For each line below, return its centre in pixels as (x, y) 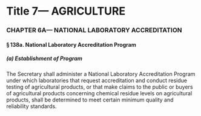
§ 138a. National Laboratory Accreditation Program (71, 44)
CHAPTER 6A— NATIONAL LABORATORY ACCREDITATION (94, 30)
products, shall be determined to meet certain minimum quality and (90, 100)
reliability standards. (31, 106)
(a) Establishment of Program (44, 58)
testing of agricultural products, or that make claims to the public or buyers (100, 87)
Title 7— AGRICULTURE (66, 11)
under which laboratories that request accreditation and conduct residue (97, 80)
